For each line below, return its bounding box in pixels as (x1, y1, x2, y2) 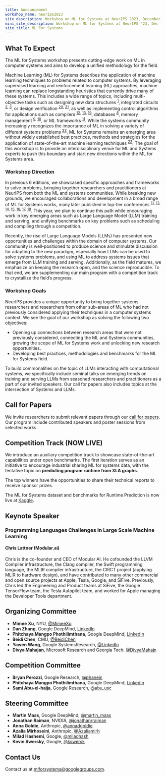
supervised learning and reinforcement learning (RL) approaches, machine (5, 82, 158, 88)
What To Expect (5, 44, 55, 53)
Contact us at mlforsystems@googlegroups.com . (5, 766, 106, 772)
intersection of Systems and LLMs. (5, 386, 76, 392)
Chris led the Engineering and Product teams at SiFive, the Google (5, 582, 140, 588)
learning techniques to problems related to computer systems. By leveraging (5, 77, 162, 83)
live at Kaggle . (5, 498, 34, 503)
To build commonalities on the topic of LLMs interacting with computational (5, 365, 159, 371)
